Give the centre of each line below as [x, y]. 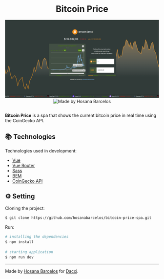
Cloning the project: [25, 208]
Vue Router [23, 166]
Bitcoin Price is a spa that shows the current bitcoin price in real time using [81, 115]
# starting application [29, 252]
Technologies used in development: [41, 151]
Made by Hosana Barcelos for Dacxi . [42, 271]
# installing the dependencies [37, 236]
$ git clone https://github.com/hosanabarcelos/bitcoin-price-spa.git [78, 218]
